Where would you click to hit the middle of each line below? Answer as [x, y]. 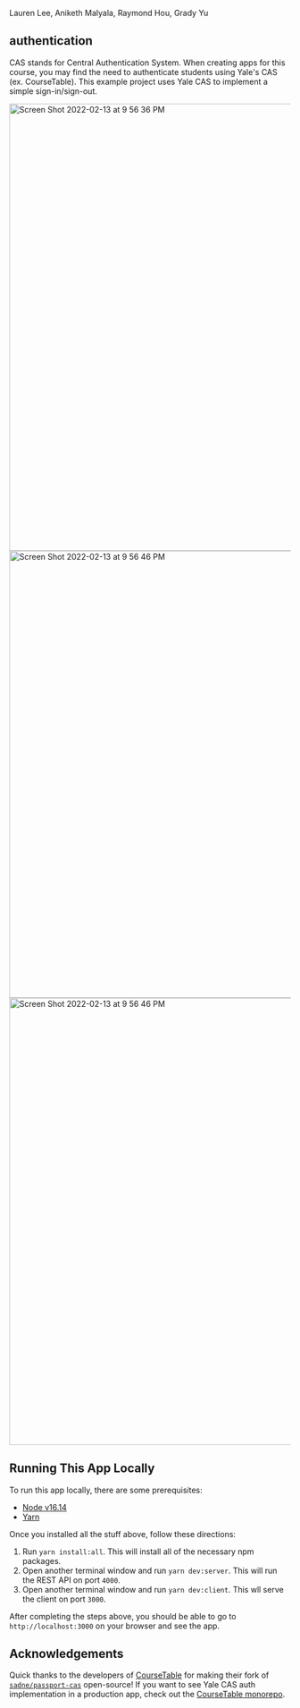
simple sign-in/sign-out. [54, 91]
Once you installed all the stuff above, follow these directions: [123, 1534]
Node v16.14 [44, 1507]
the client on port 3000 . [64, 1599]
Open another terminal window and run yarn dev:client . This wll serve [153, 1589]
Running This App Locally [82, 1469]
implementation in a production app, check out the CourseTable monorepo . [147, 1695]
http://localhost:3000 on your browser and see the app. [115, 1626]
